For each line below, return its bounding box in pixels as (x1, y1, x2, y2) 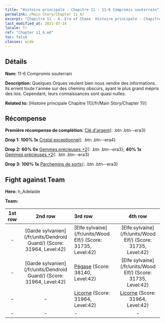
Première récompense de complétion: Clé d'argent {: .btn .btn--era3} (5, 128, 146, 133)
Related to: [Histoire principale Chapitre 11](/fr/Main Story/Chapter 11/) (5, 100, 147, 106)
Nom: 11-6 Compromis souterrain (5, 70, 72, 76)
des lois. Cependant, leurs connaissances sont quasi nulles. (5, 91, 126, 97)
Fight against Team (5, 175, 65, 184)
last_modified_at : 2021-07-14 (5, 21, 67, 26)
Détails (5, 58, 27, 66)
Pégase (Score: (74, 263, 110, 270)
